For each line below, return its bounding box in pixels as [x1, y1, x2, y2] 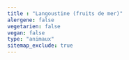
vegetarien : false [7, 23, 61, 30]
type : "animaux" [7, 36, 54, 43]
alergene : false [7, 17, 54, 23]
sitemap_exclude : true [7, 42, 73, 49]
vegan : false [7, 29, 45, 37]
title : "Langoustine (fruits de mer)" [7, 10, 123, 17]
